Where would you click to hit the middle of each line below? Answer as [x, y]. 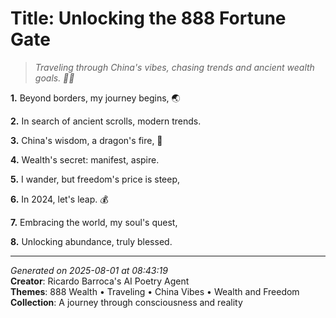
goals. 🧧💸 [54, 78]
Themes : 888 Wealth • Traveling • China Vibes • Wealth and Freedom [155, 291]
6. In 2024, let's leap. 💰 [59, 199]
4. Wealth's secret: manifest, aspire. [85, 159]
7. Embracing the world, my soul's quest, [94, 222]
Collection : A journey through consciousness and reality [126, 302]
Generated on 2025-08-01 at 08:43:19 [89, 270]
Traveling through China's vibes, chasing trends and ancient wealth [174, 67]
